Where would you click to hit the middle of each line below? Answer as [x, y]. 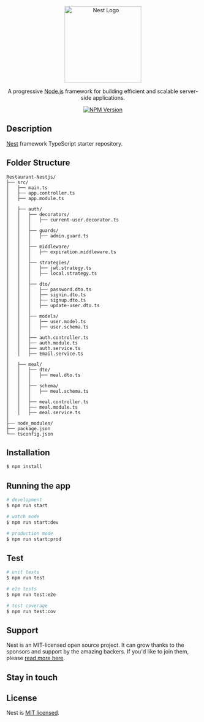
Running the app [38, 486]
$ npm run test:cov [31, 611]
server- [189, 91]
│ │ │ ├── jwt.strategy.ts [49, 268]
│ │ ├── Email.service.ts [45, 354]
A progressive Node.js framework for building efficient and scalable [93, 91]
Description [29, 129]
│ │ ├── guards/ [33, 230]
